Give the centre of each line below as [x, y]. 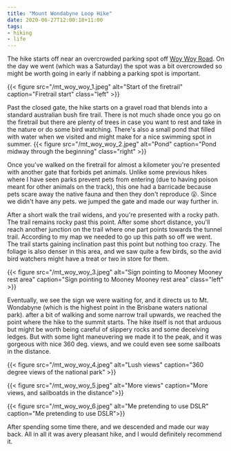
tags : [15, 26]
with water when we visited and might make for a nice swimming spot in [110, 137]
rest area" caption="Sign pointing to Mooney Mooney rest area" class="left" [115, 279]
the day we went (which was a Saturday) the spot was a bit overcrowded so [115, 66]
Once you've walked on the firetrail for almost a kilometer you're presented [114, 165]
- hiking [20, 33]
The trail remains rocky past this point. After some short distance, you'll [109, 222]
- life [17, 39]
